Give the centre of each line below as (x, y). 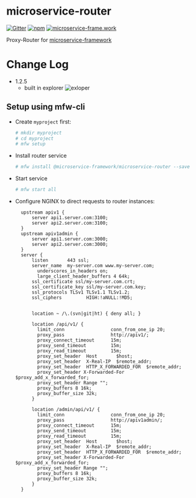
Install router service (41, 156)
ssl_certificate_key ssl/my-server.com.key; (89, 287)
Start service (31, 178)
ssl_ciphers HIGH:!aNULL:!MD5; (82, 298)
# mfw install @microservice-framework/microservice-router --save (102, 167)
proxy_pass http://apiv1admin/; (100, 420)
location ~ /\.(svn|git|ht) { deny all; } (86, 314)
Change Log (37, 65)
